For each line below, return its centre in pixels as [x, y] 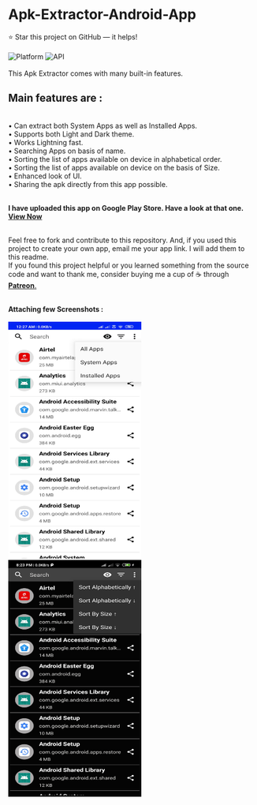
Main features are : [56, 98]
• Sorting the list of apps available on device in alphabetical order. [115, 159]
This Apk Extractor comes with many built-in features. [96, 73]
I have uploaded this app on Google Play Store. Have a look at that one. [126, 208]
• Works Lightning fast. [46, 142]
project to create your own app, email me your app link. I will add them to [127, 248]
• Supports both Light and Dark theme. [71, 134]
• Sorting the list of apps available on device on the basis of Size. [114, 167]
